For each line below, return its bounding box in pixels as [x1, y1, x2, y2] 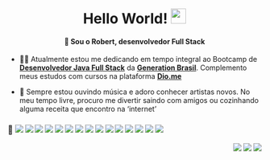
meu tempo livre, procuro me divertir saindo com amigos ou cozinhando [19, 96, 260, 105]
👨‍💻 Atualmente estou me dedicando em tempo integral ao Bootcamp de [19, 55, 258, 64]
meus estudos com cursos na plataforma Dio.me [19, 72, 182, 81]
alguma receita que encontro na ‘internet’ [19, 105, 157, 114]
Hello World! [82, 10, 168, 28]
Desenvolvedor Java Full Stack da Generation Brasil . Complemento [19, 63, 247, 72]
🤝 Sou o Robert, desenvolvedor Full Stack [64, 36, 206, 46]
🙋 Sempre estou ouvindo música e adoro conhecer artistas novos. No [19, 87, 251, 96]
